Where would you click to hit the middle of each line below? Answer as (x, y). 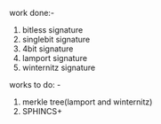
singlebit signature (56, 39)
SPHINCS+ (42, 111)
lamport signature (54, 58)
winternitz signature (59, 67)
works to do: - (35, 85)
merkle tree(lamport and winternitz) (87, 102)
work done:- (32, 13)
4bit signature (48, 49)
